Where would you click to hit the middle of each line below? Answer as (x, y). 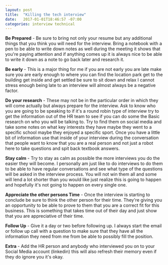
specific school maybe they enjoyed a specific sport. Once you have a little (83, 132)
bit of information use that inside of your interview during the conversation (82, 138)
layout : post (19, 10)
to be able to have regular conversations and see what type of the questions (84, 169)
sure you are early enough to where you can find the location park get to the (84, 75)
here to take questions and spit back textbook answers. (62, 148)
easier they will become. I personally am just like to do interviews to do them (84, 163)
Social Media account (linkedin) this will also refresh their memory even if (81, 251)
